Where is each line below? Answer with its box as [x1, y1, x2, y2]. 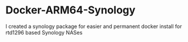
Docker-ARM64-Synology [5, 3, 136, 17]
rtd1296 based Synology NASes [5, 29, 83, 36]
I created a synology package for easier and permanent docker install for [5, 23, 183, 30]
